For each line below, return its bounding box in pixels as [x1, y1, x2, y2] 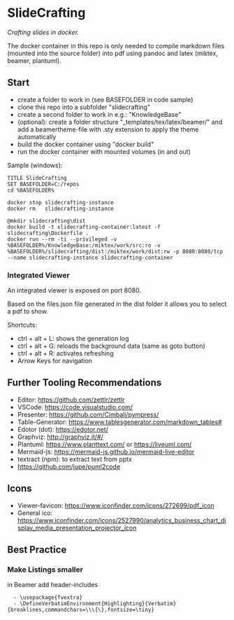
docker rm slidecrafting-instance [7, 205, 114, 212]
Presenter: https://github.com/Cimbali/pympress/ [17, 410, 159, 418]
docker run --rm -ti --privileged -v [7, 236, 117, 243]
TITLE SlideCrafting [7, 174, 68, 181]
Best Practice [7, 544, 67, 556]
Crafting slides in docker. [7, 28, 79, 36]
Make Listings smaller [7, 565, 84, 575]
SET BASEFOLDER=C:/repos [7, 181, 80, 188]
